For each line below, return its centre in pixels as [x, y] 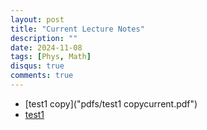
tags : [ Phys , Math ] [51, 57]
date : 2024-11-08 [46, 47]
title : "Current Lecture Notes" [77, 29]
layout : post [37, 19]
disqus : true [37, 66]
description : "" [44, 38]
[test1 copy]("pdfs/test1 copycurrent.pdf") [111, 103]
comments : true [42, 76]
